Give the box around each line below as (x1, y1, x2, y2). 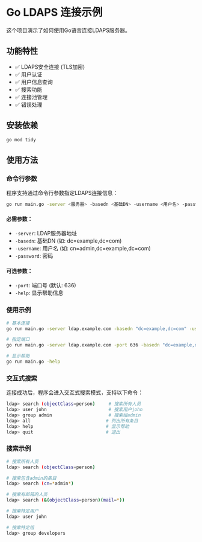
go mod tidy (6, 136, 36, 142)
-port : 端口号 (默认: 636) (14, 282, 76, 289)
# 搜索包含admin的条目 (6, 475, 57, 481)
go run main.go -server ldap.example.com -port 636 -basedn (6, 342, 161, 348)
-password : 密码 (14, 252, 54, 260)
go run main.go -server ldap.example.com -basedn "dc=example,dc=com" (6, 325, 187, 332)
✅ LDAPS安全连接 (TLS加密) (14, 63, 85, 70)
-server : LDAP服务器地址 (14, 230, 78, 237)
